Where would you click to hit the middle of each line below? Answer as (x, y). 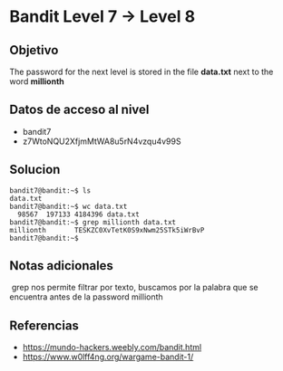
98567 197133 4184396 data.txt (79, 214)
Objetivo (34, 50)
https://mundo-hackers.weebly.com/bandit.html (112, 347)
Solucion (35, 170)
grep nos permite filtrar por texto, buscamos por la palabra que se (135, 288)
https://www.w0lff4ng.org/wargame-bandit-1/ (108, 357)
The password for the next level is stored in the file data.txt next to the (141, 71)
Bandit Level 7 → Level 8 (102, 17)
